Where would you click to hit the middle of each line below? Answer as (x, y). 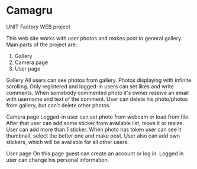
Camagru (30, 10)
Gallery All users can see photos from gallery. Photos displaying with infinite (99, 80)
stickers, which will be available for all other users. (67, 142)
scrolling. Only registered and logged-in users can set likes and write (90, 86)
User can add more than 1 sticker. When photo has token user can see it (94, 129)
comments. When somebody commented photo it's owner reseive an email (98, 93)
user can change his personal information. (58, 160)
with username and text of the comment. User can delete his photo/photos (97, 99)
